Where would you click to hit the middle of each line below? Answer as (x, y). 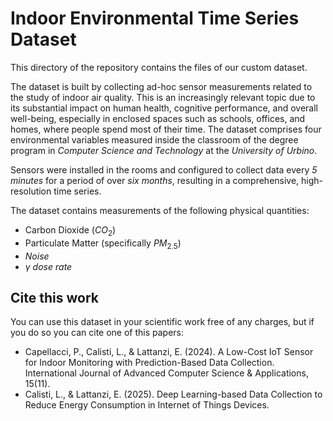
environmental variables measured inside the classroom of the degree (154, 139)
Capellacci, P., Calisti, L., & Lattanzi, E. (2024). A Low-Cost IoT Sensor (169, 352)
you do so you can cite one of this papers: (97, 333)
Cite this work (54, 297)
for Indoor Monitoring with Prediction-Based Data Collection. (149, 363)
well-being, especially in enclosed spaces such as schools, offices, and (158, 118)
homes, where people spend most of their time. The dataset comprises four (166, 129)
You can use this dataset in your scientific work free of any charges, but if (162, 322)
